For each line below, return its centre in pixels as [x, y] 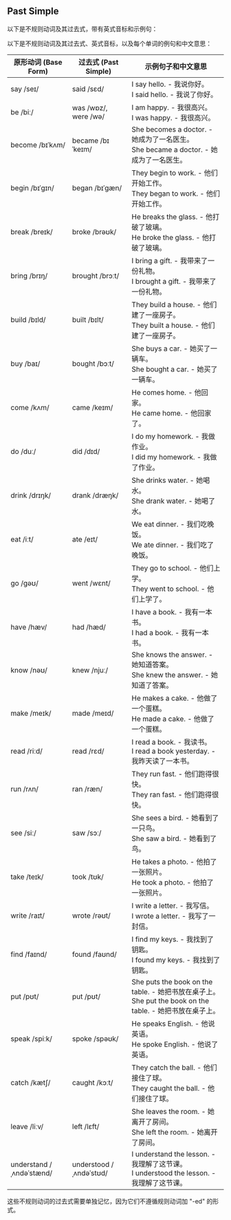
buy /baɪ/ [25, 363]
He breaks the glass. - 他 [172, 216]
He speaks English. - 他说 [173, 1024]
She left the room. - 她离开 [175, 1132]
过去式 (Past [99, 62]
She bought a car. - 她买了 [175, 369]
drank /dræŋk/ [95, 495]
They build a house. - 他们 [174, 304]
